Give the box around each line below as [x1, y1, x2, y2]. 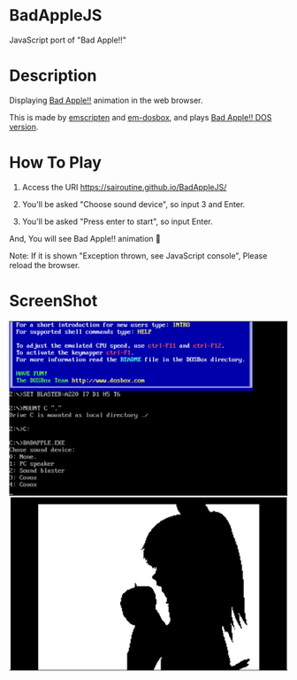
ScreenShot [9, 291, 98, 311]
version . [9, 121, 39, 132]
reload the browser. [9, 259, 80, 270]
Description [9, 66, 97, 86]
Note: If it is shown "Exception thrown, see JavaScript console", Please [9, 250, 268, 261]
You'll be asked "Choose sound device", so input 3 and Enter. [21, 198, 246, 209]
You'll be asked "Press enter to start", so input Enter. [21, 216, 213, 227]
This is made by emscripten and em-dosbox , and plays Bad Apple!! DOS [9, 112, 272, 122]
